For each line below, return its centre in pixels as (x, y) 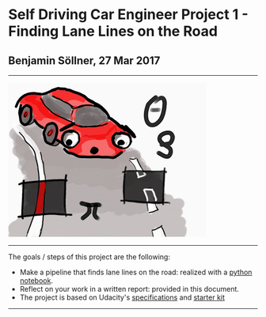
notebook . (36, 281)
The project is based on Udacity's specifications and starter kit (122, 297)
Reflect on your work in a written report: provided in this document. (129, 289)
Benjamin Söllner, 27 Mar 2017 (84, 60)
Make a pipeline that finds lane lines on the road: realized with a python (136, 272)
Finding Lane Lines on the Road (113, 31)
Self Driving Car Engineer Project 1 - (128, 15)
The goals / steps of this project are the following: (89, 257)
